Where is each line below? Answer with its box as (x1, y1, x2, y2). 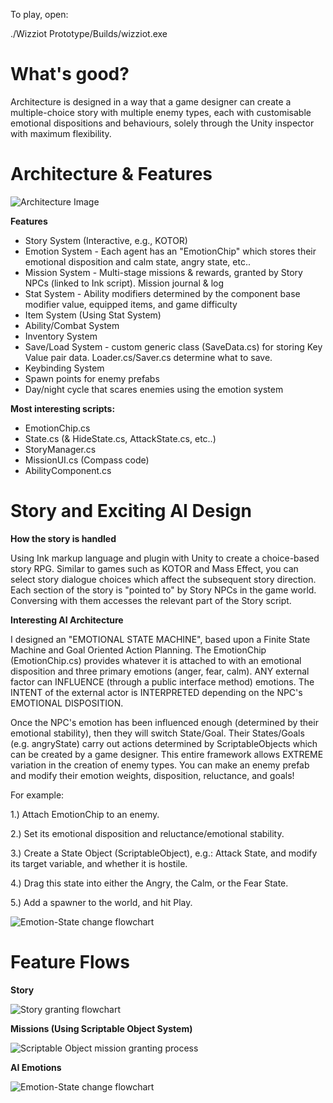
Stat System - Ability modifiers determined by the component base (24, 287, 301, 299)
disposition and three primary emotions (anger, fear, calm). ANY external (10, 665, 310, 677)
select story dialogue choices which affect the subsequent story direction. (10, 573, 317, 585)
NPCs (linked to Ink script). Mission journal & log (24, 277, 225, 289)
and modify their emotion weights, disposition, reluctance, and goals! (10, 769, 295, 781)
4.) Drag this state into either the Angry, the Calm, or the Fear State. (10, 877, 289, 889)
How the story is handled (10, 532, 117, 544)
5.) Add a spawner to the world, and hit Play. (10, 896, 193, 908)
